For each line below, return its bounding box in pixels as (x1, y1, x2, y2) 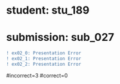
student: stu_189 (6, 4, 90, 17)
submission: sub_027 (6, 31, 115, 44)
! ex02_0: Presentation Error (6, 50, 82, 56)
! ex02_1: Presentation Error (6, 56, 82, 62)
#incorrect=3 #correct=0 (6, 72, 68, 79)
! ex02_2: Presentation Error (6, 61, 82, 67)
